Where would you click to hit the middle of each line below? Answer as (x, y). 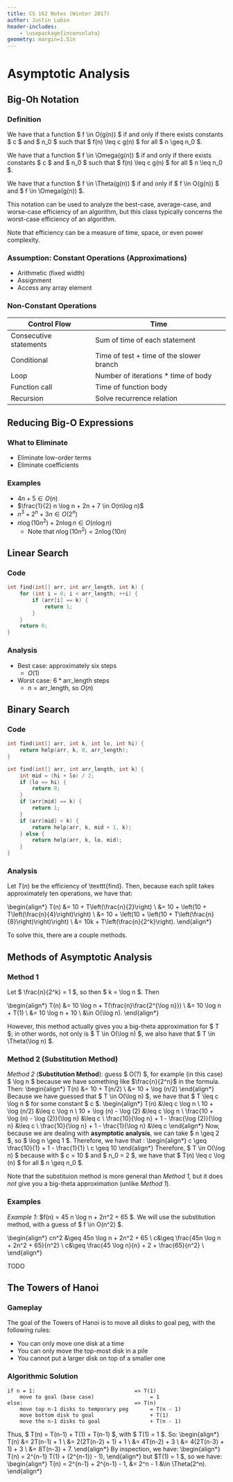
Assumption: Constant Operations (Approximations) (97, 258)
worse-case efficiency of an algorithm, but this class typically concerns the (115, 212)
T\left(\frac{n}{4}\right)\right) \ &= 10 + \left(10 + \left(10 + (90, 914)
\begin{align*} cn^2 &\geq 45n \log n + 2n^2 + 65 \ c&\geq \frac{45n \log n (114, 1237)
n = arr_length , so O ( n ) (60, 687)
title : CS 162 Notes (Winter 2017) (59, 14)
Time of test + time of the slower (148, 355)
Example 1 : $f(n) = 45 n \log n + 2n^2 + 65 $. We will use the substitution (111, 1216)
